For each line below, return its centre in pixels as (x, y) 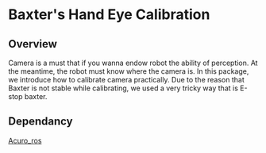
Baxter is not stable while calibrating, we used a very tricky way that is (123, 88)
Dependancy (40, 122)
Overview (33, 44)
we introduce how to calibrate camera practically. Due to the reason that (126, 80)
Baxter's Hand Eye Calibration (109, 15)
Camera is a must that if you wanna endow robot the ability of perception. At (133, 63)
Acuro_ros (25, 140)
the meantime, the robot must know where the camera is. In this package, (129, 71)
